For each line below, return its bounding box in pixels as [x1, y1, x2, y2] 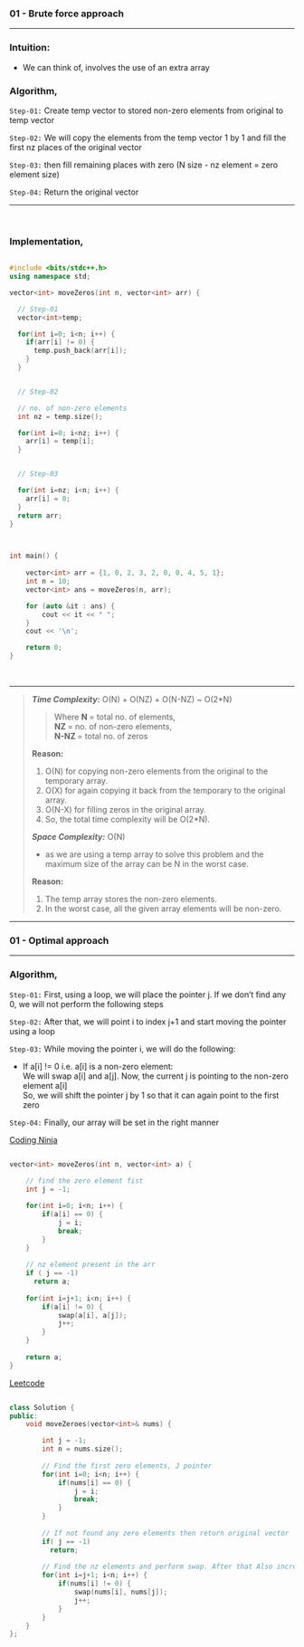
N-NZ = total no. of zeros [53, 731, 148, 742]
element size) [9, 168, 61, 179]
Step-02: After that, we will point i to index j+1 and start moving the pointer [9, 1016, 287, 1027]
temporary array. [44, 776, 109, 786]
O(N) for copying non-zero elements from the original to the [44, 766, 269, 776]
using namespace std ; [9, 272, 91, 281]
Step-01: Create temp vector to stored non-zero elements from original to [9, 105, 283, 116]
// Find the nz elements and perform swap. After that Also [42, 1562, 273, 1572]
